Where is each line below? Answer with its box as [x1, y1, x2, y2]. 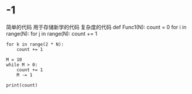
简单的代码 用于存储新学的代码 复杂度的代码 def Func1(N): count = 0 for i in [6, 23, 187, 30]
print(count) [6, 82, 38, 88]
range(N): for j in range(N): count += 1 [6, 30, 98, 37]
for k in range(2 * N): [6, 41, 64, 47]
